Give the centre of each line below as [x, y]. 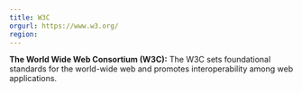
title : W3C [30, 17]
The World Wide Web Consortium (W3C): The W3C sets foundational [140, 60]
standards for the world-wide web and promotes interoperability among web [151, 69]
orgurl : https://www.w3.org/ [64, 26]
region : [24, 34]
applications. [33, 79]
